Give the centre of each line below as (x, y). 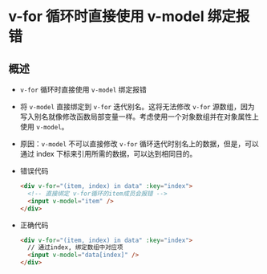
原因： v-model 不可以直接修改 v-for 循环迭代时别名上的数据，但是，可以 (139, 144)
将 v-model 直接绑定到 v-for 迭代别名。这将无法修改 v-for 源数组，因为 (137, 106)
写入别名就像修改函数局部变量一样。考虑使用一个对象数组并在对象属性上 (139, 117)
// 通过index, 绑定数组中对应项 (75, 247)
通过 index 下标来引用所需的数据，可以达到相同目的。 (108, 154)
